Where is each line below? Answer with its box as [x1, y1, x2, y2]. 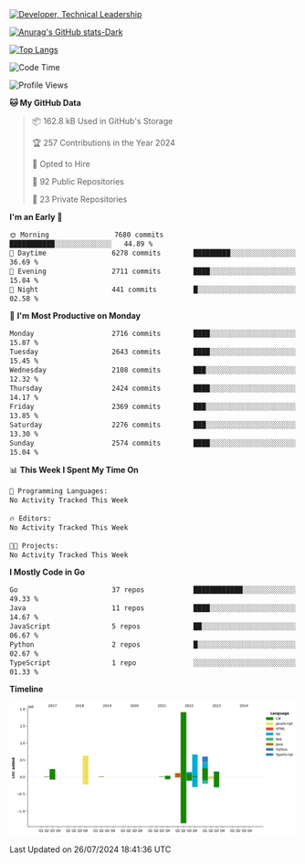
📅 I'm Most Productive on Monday [9, 311, 142, 321]
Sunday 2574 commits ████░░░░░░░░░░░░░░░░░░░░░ [9, 438, 297, 448]
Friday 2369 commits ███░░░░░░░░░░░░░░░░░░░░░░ [9, 402, 297, 411]
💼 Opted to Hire [31, 159, 91, 169]
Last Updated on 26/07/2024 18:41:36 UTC [9, 844, 172, 855]
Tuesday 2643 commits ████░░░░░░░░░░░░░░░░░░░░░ [9, 347, 297, 356]
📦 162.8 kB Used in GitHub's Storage [31, 116, 174, 126]
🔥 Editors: [9, 514, 52, 523]
